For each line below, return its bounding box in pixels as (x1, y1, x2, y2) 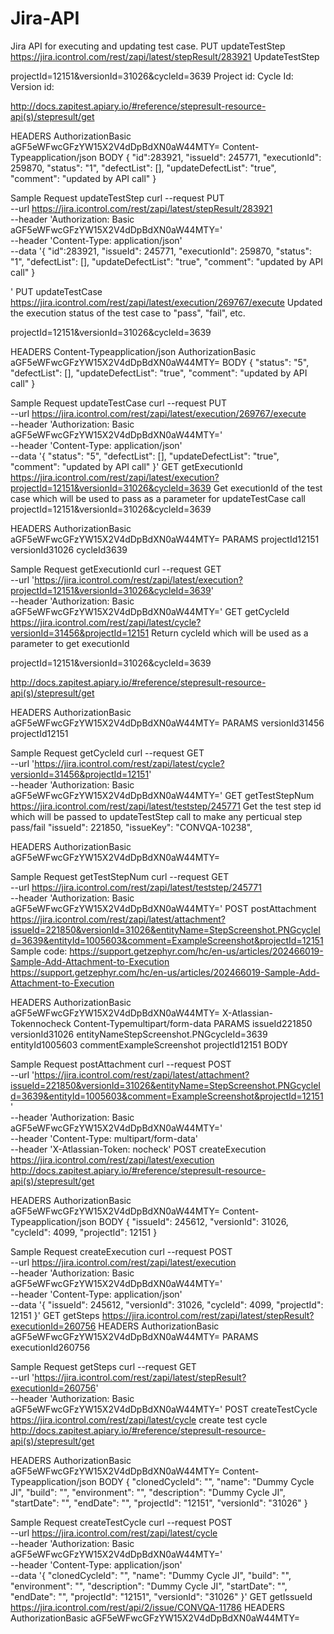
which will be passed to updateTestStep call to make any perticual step (10, 810, 303, 822)
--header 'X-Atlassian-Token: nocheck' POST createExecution (10, 1143, 267, 1155)
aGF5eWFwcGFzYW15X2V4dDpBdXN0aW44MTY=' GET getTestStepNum (10, 789, 315, 801)
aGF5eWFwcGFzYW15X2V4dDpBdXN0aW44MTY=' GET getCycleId (10, 605, 290, 617)
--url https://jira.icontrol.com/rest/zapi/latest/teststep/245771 (10, 881, 262, 893)
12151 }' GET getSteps (10, 1309, 100, 1321)
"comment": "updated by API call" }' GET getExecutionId (10, 460, 243, 472)
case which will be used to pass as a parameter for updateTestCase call (10, 492, 306, 504)
